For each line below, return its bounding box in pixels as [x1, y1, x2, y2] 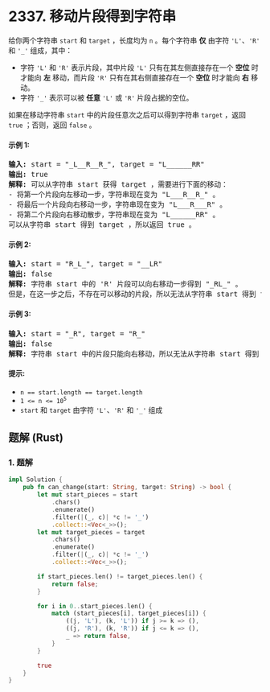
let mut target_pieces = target [37, 528, 146, 536]
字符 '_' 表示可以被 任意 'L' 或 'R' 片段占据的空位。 [19, 93, 194, 102]
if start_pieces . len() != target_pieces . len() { [37, 572, 203, 580]
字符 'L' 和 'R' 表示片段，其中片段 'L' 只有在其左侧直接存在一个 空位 [19, 62, 250, 72]
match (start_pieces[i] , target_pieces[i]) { [51, 609, 207, 618]
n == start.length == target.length [19, 388, 143, 397]
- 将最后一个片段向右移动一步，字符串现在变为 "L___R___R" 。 [8, 200, 227, 209]
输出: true [8, 170, 48, 179]
